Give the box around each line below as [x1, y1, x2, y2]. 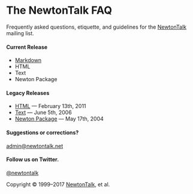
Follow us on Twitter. [6, 156, 59, 163]
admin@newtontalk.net [6, 142, 64, 149]
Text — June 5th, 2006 [14, 109, 72, 116]
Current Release [6, 43, 48, 51]
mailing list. [6, 29, 34, 36]
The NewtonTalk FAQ [6, 4, 113, 17]
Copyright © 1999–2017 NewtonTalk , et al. [6, 180, 110, 188]
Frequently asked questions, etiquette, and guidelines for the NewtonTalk [6, 23, 187, 30]
